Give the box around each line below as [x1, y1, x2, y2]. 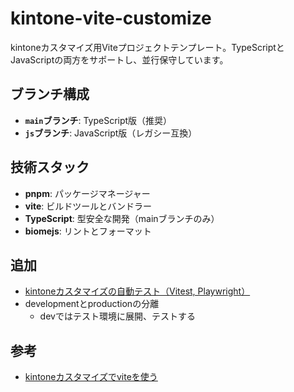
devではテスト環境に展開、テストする [39, 310, 196, 322]
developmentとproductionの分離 [24, 298, 160, 310]
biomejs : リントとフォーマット [24, 225, 152, 237]
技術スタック [10, 159, 90, 176]
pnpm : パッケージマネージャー [24, 187, 151, 199]
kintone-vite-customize [10, 7, 212, 30]
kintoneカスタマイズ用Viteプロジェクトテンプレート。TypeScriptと [10, 41, 285, 53]
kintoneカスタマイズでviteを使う [24, 371, 158, 383]
